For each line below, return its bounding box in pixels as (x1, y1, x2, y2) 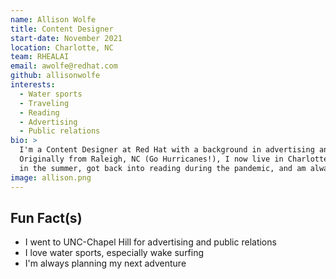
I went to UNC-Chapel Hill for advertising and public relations (24, 236, 277, 248)
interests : (10, 80, 56, 90)
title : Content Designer (10, 24, 114, 34)
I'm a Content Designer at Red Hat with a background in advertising (19, 145, 315, 155)
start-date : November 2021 (10, 33, 123, 43)
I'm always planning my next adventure (24, 257, 187, 270)
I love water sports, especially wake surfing (24, 247, 205, 259)
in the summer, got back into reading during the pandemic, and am (19, 163, 307, 173)
